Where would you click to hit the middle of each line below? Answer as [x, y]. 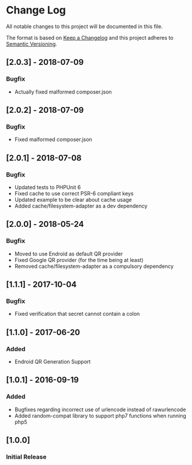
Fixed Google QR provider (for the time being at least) [79, 260]
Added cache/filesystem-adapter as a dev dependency [81, 206]
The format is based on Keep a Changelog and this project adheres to [90, 37]
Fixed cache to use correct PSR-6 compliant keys [74, 193]
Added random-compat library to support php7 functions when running [100, 415]
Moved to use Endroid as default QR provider [69, 254]
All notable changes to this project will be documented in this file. [85, 26]
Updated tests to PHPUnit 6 [48, 187]
